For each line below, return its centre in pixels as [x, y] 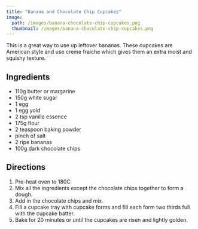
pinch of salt [30, 136]
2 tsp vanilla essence [41, 117]
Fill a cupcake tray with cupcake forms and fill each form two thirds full [102, 207]
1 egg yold [28, 111]
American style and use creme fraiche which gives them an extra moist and [99, 52]
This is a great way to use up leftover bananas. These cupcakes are [89, 45]
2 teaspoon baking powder [48, 130]
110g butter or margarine [45, 91]
